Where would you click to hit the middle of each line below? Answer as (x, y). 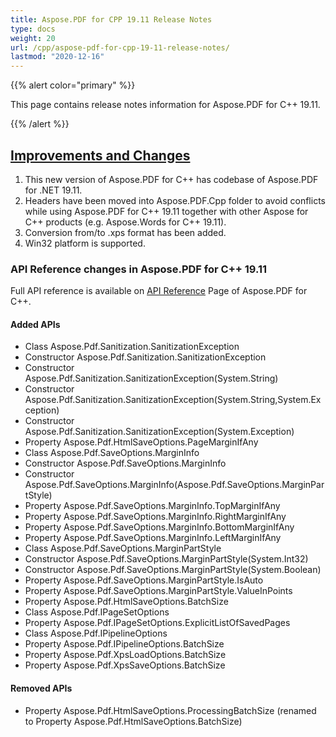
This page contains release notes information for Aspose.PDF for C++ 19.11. (165, 105)
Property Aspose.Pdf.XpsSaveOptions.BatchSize (125, 665)
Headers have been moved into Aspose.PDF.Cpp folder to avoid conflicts (175, 200)
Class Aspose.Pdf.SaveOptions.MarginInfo (112, 453)
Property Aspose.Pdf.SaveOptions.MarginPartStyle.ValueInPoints (158, 591)
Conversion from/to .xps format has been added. (125, 232)
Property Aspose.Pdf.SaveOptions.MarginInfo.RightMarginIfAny (155, 517)
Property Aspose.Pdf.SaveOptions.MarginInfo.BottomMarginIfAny (159, 527)
